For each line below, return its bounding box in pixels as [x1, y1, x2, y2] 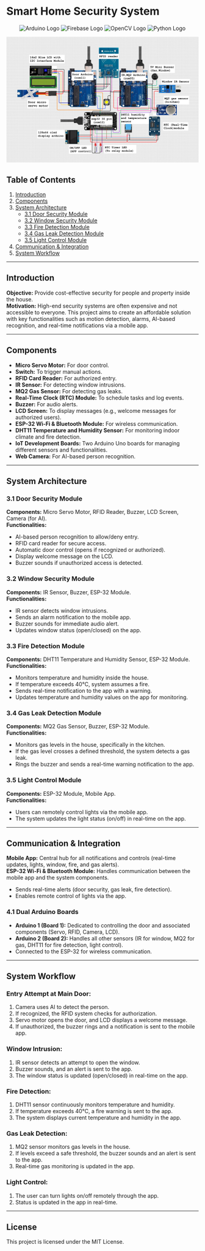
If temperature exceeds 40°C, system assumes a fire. [15, 680, 149, 687]
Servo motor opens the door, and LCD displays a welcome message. [15, 1016, 188, 1024]
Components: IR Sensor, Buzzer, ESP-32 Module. [6, 588, 131, 595]
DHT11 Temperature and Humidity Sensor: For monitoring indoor [15, 426, 180, 434]
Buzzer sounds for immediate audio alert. [15, 620, 119, 627]
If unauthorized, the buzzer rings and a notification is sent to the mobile [15, 1023, 195, 1030]
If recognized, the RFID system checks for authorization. [15, 1010, 157, 1018]
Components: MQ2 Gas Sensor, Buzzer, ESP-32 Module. [6, 723, 150, 730]
